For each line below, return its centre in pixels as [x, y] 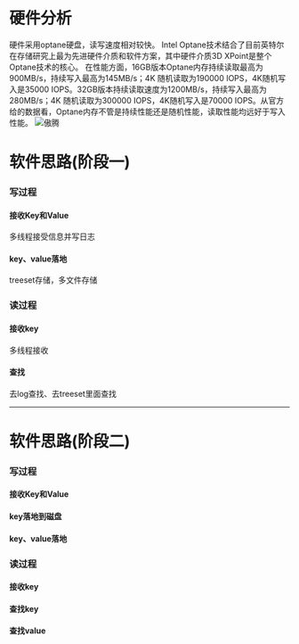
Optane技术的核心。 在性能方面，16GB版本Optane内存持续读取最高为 [137, 67]
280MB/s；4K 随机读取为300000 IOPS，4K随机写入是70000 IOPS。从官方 [147, 100]
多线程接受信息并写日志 [52, 236]
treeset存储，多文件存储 [53, 280]
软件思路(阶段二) [70, 441]
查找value [28, 631]
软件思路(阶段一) [70, 162]
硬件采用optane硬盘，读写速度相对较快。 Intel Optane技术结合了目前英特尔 [147, 45]
